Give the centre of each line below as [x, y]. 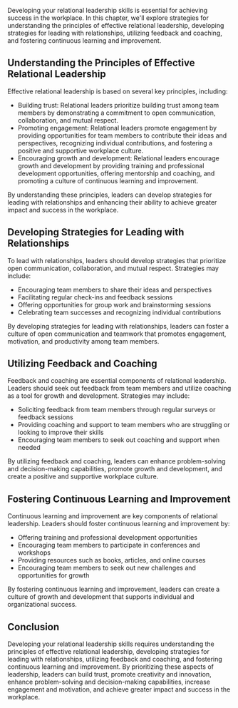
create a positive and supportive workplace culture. [83, 476]
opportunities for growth [53, 575]
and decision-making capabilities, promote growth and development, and [115, 469]
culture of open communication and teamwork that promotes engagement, [117, 334]
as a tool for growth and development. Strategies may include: [99, 396]
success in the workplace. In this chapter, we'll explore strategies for [108, 18]
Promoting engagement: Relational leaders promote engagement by [117, 128]
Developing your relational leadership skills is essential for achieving [108, 10]
